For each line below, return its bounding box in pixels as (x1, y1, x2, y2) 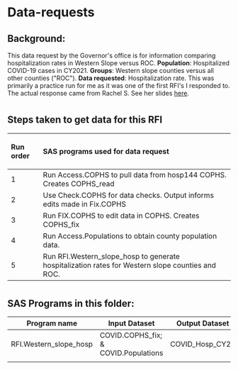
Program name (26, 318, 78, 328)
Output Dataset (176, 318, 229, 328)
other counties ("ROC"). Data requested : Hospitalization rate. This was (7, 74, 215, 82)
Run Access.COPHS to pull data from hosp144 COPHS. (42, 169, 227, 179)
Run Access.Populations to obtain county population (42, 231, 217, 241)
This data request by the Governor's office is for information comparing (7, 51, 216, 60)
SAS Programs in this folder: (7, 297, 135, 309)
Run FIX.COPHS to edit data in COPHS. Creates (42, 211, 200, 220)
